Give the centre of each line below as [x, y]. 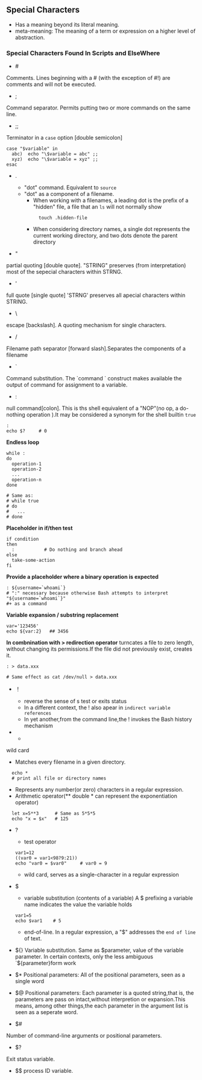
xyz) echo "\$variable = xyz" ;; [55, 160]
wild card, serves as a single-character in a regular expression [101, 875]
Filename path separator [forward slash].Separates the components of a [96, 349]
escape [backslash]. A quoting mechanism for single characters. [87, 325]
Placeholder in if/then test [39, 528]
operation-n [27, 480]
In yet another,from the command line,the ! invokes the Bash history [108, 720]
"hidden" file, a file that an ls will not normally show [97, 207]
